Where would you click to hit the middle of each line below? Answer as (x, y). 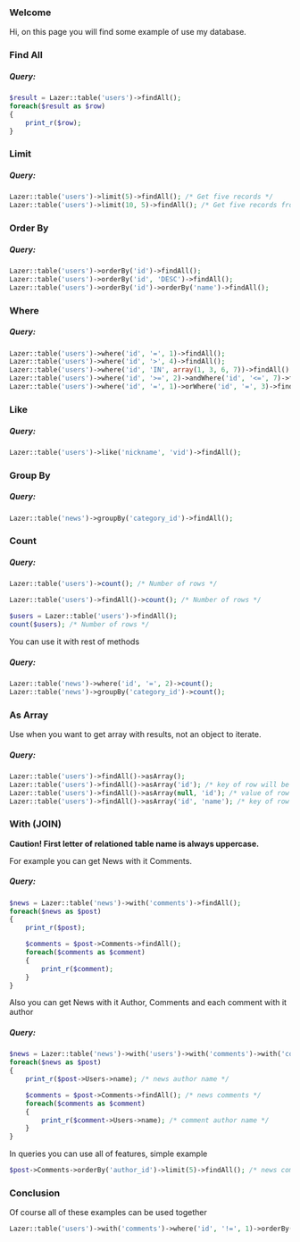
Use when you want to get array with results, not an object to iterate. (135, 734)
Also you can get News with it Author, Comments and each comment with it (148, 1003)
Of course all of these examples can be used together (108, 1213)
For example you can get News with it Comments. (100, 860)
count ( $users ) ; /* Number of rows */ (79, 625)
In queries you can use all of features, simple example (108, 1154)
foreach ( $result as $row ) (57, 106)
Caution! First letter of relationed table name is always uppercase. (134, 843)
